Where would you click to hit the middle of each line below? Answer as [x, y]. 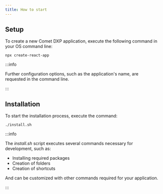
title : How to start [26, 10]
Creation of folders [31, 163]
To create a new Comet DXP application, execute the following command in [81, 41]
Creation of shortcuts [34, 169]
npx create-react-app [27, 55]
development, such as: [28, 149]
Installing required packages [41, 158]
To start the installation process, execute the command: [61, 116]
